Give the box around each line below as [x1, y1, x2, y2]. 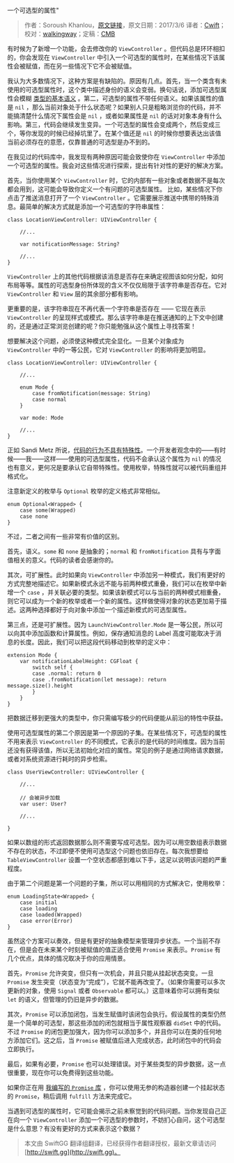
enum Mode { [19, 384, 54, 391]
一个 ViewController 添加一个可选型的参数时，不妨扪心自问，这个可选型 [19, 1116, 226, 1124]
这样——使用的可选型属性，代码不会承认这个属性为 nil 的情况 [43, 454, 221, 463]
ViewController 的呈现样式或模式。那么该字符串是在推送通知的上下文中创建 [7, 313, 224, 321]
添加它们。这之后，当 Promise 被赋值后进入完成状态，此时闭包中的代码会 [13, 1036, 221, 1044]
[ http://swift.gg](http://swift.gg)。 [24, 1148, 120, 1156]
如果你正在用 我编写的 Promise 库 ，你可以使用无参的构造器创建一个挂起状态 [7, 1083, 225, 1091]
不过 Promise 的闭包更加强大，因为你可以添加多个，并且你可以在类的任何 [7, 1028, 216, 1035]
